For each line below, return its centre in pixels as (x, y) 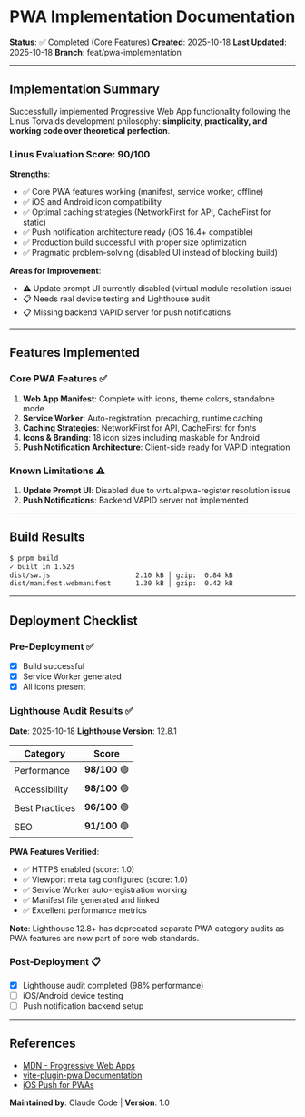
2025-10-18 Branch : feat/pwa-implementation (95, 52)
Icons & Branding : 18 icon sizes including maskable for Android (141, 437)
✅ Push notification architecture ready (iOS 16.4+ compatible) (138, 232)
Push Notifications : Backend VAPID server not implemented (135, 500)
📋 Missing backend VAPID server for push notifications (127, 312)
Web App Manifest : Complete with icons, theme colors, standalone (148, 399)
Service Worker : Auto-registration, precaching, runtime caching (143, 418)
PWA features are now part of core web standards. (104, 938)
